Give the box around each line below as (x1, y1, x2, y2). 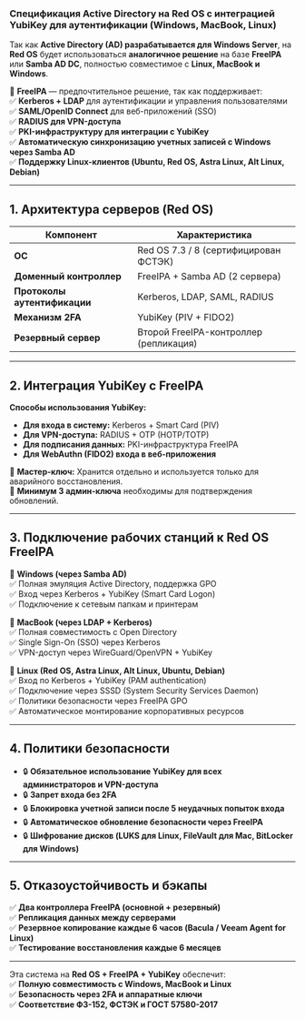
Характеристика (176, 228, 252, 241)
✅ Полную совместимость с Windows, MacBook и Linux (9, 979, 232, 990)
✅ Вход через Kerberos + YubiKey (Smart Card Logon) (9, 588, 216, 599)
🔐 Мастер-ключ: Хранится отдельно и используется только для (9, 466, 259, 477)
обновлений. (9, 495, 59, 506)
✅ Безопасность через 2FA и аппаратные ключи (9, 989, 202, 1000)
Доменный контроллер (14, 270, 123, 283)
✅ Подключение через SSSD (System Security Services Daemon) (9, 685, 259, 696)
